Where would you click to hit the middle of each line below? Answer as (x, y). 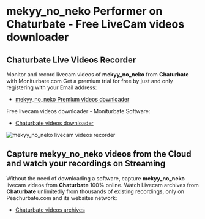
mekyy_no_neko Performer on (84, 11)
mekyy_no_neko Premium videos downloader (72, 99)
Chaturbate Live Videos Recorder (71, 60)
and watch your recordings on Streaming (86, 164)
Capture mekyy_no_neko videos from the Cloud (99, 154)
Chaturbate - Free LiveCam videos (95, 24)
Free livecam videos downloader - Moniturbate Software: (78, 111)
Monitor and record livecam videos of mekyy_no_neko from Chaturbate (98, 74)
